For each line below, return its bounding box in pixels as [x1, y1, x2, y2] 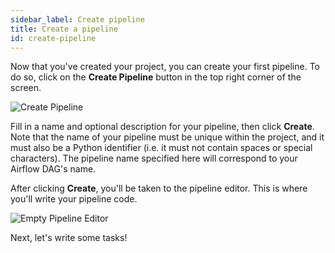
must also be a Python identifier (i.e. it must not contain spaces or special [10, 142, 313, 154]
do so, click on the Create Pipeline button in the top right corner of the [10, 71, 302, 83]
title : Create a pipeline [10, 24, 118, 34]
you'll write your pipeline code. [10, 193, 138, 205]
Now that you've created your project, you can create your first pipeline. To [10, 61, 320, 73]
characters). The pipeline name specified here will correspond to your [10, 152, 298, 165]
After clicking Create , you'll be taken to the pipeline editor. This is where [10, 182, 308, 195]
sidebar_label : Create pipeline [10, 14, 145, 25]
